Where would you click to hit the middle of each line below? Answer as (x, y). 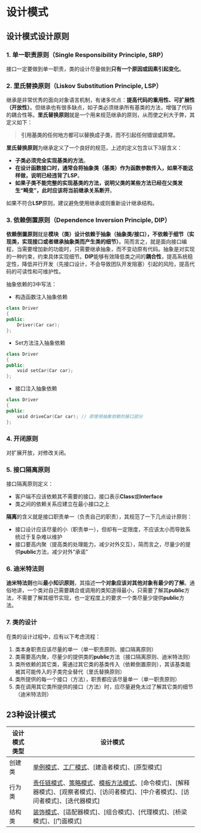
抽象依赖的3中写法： (31, 284)
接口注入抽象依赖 (36, 389)
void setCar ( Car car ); (45, 371)
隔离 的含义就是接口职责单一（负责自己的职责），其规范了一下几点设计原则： (99, 517)
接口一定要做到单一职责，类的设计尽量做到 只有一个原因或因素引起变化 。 (95, 69)
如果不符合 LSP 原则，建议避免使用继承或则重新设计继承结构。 (82, 203)
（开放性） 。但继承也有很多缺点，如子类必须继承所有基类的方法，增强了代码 (99, 108)
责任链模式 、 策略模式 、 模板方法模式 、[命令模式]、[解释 (111, 783)
